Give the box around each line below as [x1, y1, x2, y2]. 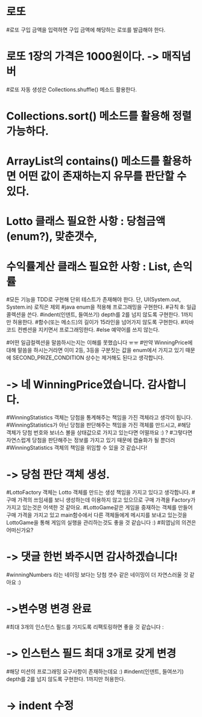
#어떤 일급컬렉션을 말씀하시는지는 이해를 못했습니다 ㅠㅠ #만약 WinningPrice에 [6, 339, 193, 346]
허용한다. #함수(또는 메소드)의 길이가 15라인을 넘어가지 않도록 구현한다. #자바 [12, 318, 194, 326]
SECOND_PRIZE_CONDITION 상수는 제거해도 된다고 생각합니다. [12, 354, 165, 361]
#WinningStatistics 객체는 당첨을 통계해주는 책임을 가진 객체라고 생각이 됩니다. [6, 414, 193, 421]
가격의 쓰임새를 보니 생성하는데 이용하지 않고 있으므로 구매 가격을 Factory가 [17, 496, 196, 503]
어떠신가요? [6, 526, 34, 534]
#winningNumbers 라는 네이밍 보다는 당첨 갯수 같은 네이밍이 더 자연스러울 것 [6, 571, 189, 578]
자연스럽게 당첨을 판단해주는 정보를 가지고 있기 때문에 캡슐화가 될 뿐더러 [6, 436, 175, 444]
